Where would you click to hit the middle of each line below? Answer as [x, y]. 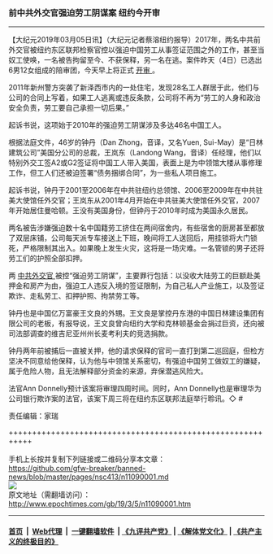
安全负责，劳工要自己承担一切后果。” [69, 108]
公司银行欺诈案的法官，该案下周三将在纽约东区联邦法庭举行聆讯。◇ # [126, 399]
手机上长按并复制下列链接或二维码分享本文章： [87, 459]
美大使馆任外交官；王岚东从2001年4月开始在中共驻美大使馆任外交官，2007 [134, 200]
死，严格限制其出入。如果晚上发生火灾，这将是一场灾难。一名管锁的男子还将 [136, 248]
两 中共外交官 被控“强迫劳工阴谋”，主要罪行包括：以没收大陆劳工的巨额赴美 [135, 276]
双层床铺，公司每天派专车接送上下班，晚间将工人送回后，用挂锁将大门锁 [136, 238]
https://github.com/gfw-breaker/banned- [77, 469]
